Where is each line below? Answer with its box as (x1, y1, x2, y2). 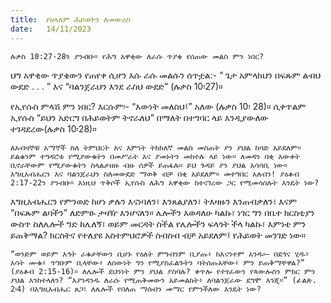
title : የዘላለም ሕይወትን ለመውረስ (10, 14, 131, 25)
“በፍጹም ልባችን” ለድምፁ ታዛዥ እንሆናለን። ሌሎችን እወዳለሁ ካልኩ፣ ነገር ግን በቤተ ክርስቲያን (10, 206, 315, 218)
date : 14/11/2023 (10, 24, 92, 34)
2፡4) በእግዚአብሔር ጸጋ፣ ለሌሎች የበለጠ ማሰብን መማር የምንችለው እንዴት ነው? (10, 284, 262, 294)
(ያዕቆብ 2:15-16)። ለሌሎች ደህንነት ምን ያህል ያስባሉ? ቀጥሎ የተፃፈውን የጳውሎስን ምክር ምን (10, 266, 316, 276)
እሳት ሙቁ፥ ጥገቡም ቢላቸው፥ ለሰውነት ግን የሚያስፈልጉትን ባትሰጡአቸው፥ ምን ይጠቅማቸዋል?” (10, 257, 305, 268)
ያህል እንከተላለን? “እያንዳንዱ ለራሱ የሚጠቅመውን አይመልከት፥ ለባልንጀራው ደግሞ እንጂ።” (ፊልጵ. (10, 275, 317, 285)
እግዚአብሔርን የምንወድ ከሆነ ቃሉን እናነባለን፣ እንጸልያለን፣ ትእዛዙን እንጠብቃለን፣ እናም (10, 195, 298, 207)
